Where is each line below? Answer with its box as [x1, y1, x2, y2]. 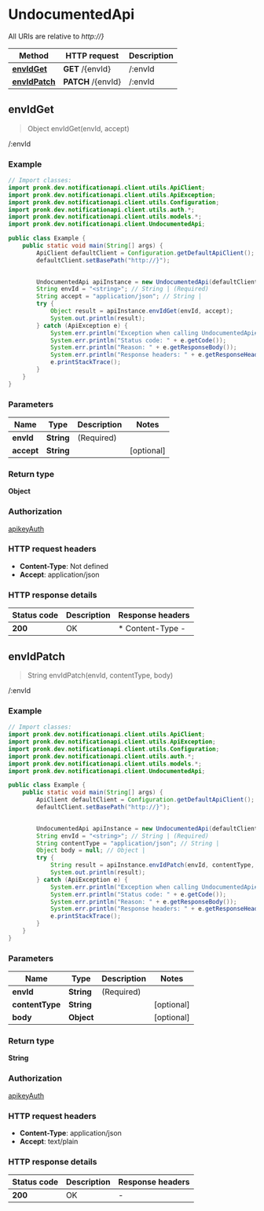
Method [18, 50, 49, 61]
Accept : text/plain [19, 1136, 79, 1146]
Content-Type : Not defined [19, 561, 108, 571]
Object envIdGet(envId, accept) [27, 123, 130, 133]
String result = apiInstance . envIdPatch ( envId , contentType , [49, 861, 255, 869]
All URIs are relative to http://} [8, 31, 104, 41]
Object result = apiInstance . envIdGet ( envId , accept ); [49, 307, 234, 315]
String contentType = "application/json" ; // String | [36, 839, 220, 847]
